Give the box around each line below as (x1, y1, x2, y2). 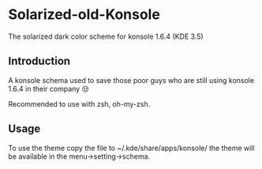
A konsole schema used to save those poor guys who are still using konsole (8, 75, 255, 84)
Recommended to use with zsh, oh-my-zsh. (8, 99, 151, 108)
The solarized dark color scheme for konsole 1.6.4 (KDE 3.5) (8, 32, 204, 41)
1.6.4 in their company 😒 (8, 84, 89, 93)
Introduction (8, 54, 71, 68)
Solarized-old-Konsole (8, 6, 160, 24)
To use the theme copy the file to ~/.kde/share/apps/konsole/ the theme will (8, 143, 255, 152)
